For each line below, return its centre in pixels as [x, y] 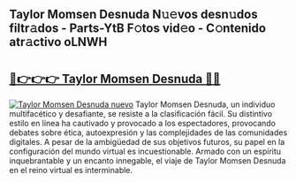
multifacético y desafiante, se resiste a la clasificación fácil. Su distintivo [140, 114]
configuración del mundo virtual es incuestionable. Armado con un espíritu [145, 151]
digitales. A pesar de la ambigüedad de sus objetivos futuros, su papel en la [147, 142]
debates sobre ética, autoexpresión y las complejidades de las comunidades [148, 133]
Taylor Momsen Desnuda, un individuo [205, 104]
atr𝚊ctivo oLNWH [58, 42]
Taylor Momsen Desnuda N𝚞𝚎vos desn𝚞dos [133, 15]
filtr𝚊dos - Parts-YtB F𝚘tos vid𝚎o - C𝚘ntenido [138, 29]
